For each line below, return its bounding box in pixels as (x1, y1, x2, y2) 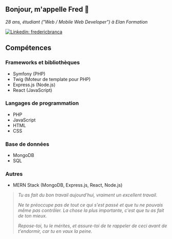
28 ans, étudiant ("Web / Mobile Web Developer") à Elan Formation (5, 18, 148, 25)
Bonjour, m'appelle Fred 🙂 (5, 5, 89, 14)
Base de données (5, 141, 50, 148)
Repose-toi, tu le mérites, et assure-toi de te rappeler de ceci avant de (17, 223, 167, 229)
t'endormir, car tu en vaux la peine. (17, 228, 92, 234)
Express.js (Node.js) (12, 82, 55, 88)
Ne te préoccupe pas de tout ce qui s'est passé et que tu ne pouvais (17, 202, 163, 208)
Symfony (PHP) (12, 70, 46, 77)
